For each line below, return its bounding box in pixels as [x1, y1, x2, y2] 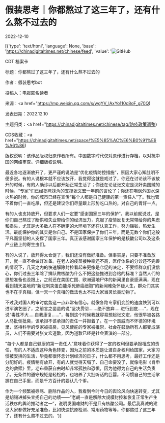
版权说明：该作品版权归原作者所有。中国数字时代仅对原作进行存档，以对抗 [5, 152, 156, 158]
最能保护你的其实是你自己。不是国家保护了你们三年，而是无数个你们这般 [13, 229, 160, 235]
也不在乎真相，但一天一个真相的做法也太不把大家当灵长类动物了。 [5, 289, 138, 295]
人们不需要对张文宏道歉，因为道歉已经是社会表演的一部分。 [13, 330, 134, 336]
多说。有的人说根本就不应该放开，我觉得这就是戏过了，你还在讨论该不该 [9, 176, 156, 181]
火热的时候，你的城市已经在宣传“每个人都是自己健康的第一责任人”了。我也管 [5, 194, 160, 200]
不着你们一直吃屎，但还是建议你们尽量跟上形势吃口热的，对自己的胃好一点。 [5, 200, 160, 206]
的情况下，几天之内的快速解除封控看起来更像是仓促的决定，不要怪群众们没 [5, 264, 156, 270]
